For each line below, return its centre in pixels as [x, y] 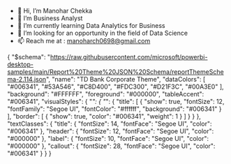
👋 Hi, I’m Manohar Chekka [55, 11]
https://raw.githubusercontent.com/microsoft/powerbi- [129, 57]
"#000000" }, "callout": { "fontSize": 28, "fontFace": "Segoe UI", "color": [111, 146]
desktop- [20, 64]
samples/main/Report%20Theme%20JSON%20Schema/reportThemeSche [116, 72]
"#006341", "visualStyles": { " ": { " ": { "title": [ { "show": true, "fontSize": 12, [116, 102]
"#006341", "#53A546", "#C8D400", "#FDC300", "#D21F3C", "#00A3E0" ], [116, 87]
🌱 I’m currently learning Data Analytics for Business [91, 25]
